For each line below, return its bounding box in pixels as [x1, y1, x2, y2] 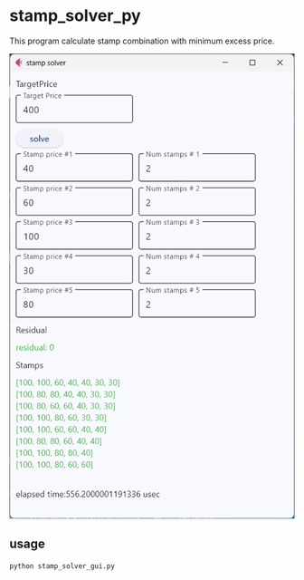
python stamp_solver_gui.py [9, 561, 116, 571]
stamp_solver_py [9, 5, 142, 26]
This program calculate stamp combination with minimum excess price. [9, 35, 275, 46]
